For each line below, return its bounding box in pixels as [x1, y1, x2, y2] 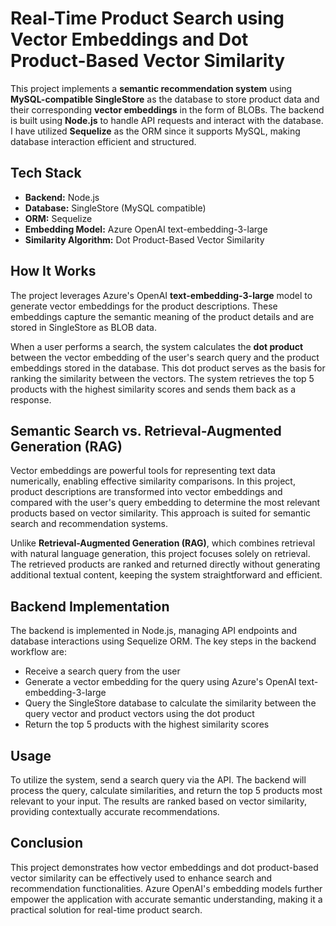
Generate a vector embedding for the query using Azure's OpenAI [24, 676, 297, 688]
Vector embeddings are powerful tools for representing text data [10, 465, 276, 477]
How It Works [10, 263, 97, 280]
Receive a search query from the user [24, 665, 181, 677]
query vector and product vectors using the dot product [24, 708, 255, 720]
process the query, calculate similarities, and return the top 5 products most [10, 785, 323, 796]
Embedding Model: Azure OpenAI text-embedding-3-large [24, 223, 268, 235]
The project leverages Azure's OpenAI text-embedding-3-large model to [10, 289, 313, 301]
